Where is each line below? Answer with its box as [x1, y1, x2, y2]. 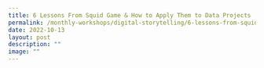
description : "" [8, 41, 61, 48]
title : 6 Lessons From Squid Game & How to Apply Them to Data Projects [8, 11, 251, 20]
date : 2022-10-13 [8, 26, 65, 34]
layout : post [8, 33, 51, 41]
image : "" [8, 48, 41, 55]
